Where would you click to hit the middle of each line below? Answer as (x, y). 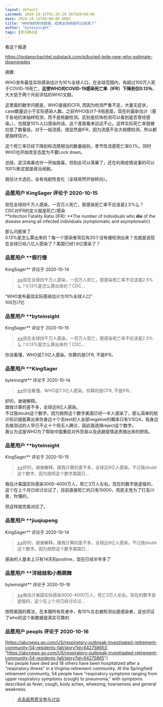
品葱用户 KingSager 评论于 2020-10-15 (51, 193)
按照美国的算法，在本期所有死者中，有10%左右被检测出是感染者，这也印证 (80, 612)
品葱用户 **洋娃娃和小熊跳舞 (39, 573)
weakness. (16, 689)
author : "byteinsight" (28, 28)
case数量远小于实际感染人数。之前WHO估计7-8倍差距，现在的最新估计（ (79, 111)
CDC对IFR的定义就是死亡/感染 (35, 211)
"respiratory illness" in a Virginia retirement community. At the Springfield (79, 668)
